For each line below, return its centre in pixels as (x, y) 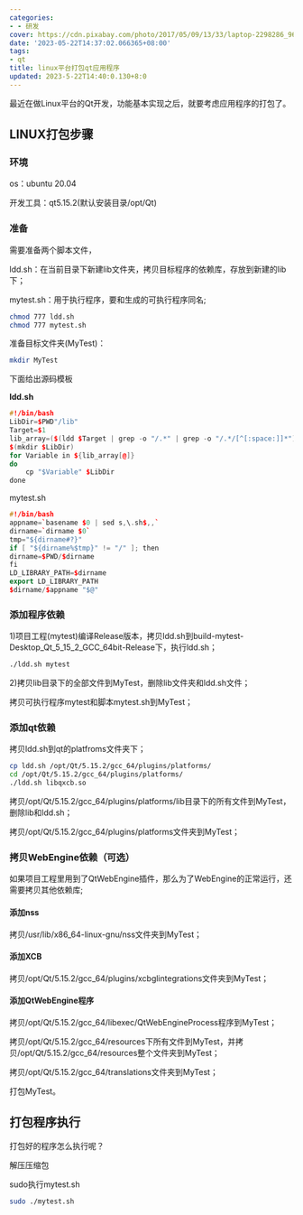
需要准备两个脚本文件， (53, 250)
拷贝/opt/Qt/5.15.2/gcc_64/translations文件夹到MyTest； (114, 1071)
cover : (22, 34)
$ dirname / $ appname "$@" (54, 590)
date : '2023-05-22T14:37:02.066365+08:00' (90, 43)
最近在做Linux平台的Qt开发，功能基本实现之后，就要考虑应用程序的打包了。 (150, 103)
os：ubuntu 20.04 (43, 184)
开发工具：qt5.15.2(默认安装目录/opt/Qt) (83, 203)
